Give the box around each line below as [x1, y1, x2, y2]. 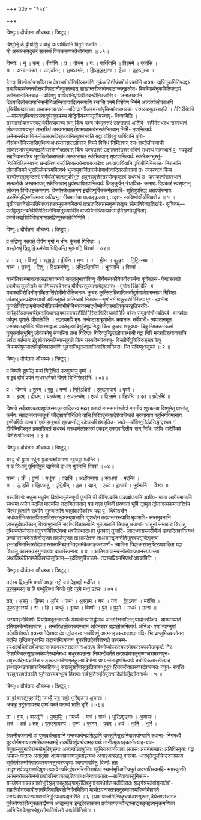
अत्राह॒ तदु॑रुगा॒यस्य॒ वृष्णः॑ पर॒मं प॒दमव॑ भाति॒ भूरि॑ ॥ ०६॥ [6, 701, 104, 708]
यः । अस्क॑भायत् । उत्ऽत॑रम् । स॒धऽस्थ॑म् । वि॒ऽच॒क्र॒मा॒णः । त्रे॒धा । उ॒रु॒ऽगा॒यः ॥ [6, 66, 154, 73]
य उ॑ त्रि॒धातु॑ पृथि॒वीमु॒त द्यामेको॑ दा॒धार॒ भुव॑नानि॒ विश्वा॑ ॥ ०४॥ [6, 463, 114, 470]
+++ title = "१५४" [6, 5, 48, 12]
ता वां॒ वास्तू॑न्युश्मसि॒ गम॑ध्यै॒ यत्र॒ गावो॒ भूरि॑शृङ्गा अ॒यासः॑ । [6, 694, 107, 701]
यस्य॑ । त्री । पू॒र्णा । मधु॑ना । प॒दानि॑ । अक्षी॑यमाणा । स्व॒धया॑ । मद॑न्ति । [6, 475, 140, 482]
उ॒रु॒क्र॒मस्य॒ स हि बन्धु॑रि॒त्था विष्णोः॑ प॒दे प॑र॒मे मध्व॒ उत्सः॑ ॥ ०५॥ [6, 585, 117, 592]
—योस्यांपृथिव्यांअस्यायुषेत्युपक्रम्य [6, 113, 67, 119]
